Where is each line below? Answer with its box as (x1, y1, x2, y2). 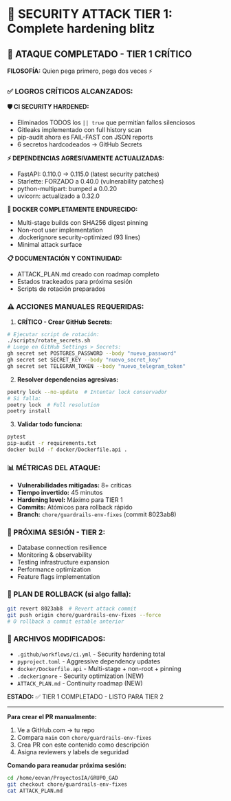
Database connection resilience (16, 543, 107, 551)
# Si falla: (7, 395, 41, 402)
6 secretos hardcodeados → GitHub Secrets (16, 140, 142, 149)
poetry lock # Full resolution (7, 402, 100, 408)
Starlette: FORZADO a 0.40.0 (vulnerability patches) (16, 177, 164, 186)
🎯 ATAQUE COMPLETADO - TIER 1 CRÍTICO (7, 48, 192, 60)
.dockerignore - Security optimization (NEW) (16, 672, 144, 680)
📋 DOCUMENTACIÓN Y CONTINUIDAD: (7, 254, 122, 263)
